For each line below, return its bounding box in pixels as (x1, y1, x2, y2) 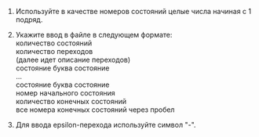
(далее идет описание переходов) (15, 55, 131, 64)
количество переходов (15, 47, 93, 56)
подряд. (15, 15, 43, 24)
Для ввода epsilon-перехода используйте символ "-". (15, 121, 196, 129)
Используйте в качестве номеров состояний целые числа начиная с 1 (15, 7, 252, 16)
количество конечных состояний (15, 97, 127, 106)
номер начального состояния (15, 88, 115, 97)
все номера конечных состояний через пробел (15, 105, 175, 114)
